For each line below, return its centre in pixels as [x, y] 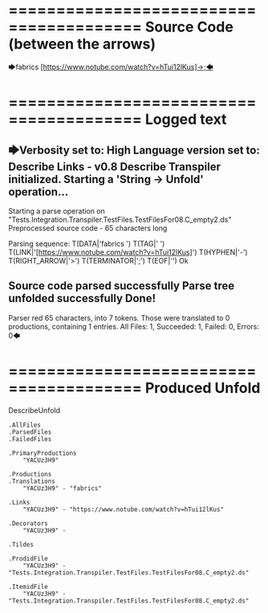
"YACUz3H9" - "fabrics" [63, 488]
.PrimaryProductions [43, 453]
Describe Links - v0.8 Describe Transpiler [115, 167]
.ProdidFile [28, 558]
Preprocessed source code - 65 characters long [88, 228]
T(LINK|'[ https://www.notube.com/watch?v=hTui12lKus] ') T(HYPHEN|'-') [128, 252]
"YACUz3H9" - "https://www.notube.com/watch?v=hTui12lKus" [124, 509]
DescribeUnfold [35, 410]
